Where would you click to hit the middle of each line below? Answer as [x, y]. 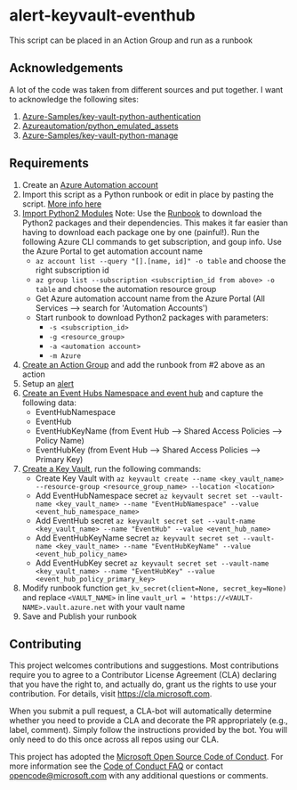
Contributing [45, 643]
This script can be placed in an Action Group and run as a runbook [131, 40]
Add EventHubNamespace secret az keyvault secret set [141, 495]
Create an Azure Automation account [90, 184]
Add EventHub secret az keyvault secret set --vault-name [145, 520]
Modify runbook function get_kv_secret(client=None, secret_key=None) [154, 588]
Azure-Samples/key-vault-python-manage [100, 135]
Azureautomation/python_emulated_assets [100, 126]
